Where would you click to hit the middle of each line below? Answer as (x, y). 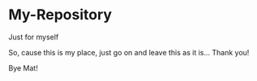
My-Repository (60, 15)
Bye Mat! (23, 68)
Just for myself (34, 37)
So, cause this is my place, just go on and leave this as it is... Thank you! (129, 52)
